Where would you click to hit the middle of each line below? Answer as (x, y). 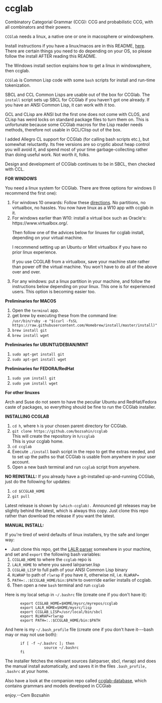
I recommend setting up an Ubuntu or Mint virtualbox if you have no (80, 247)
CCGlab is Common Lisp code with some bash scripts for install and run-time (80, 80)
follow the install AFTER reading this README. (51, 56)
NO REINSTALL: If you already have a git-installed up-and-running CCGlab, (80, 476)
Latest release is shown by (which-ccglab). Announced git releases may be (81, 505)
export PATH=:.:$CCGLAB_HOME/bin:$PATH (60, 620)
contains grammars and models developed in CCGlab (58, 686)
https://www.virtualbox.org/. (40, 223)
